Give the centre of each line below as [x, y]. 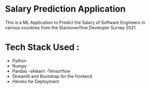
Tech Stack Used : [42, 47]
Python [19, 61]
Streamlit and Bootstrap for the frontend [52, 76]
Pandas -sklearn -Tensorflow [41, 71]
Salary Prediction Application [65, 9]
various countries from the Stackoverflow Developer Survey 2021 [70, 27]
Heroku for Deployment [35, 81]
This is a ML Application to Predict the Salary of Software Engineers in [75, 22]
